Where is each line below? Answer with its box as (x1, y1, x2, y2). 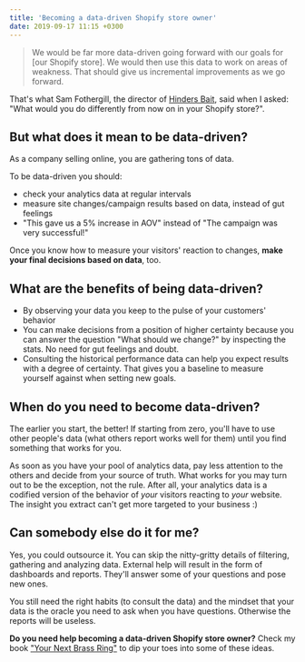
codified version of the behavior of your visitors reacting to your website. (9, 488, 283, 500)
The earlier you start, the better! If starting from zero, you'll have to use (9, 423, 275, 434)
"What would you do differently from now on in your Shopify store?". (9, 103, 265, 114)
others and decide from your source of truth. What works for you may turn (9, 469, 288, 480)
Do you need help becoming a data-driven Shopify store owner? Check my (9, 633, 296, 644)
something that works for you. (9, 442, 123, 453)
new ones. (9, 578, 48, 589)
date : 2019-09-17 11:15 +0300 (9, 22, 124, 31)
